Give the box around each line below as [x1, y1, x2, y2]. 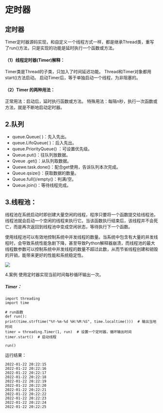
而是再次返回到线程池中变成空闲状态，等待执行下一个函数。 [13, 224, 132, 230]
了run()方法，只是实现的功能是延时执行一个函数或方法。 [5, 45, 117, 51]
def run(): [5, 314, 27, 319]
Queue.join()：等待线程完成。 [12, 182, 71, 188]
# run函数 [5, 310, 23, 315]
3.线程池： [5, 198, 37, 206]
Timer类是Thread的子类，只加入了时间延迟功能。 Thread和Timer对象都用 [5, 69, 152, 75]
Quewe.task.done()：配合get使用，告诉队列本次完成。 [12, 164, 121, 170]
